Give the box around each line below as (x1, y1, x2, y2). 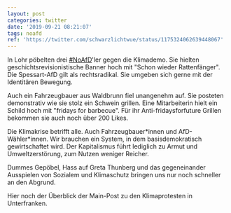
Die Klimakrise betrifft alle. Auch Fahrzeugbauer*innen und (7, 128, 177, 136)
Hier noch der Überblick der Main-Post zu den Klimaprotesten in (7, 192, 193, 200)
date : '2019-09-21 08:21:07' (7, 23, 92, 30)
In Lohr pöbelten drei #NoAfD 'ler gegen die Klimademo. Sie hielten (7, 55, 199, 64)
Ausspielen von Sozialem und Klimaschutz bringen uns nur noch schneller (7, 171, 221, 179)
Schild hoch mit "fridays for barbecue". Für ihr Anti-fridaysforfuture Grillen (7, 106, 222, 115)
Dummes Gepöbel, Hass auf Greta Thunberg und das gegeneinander (7, 163, 206, 172)
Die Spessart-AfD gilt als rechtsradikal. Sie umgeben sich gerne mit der (7, 71, 213, 79)
